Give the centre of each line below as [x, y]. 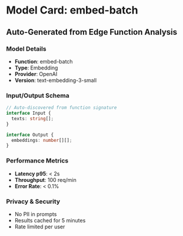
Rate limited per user [40, 227]
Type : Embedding [36, 68]
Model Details [26, 49]
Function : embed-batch [44, 61]
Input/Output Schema [38, 95]
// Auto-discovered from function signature [61, 108]
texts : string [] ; [33, 118]
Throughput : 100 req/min [45, 180]
